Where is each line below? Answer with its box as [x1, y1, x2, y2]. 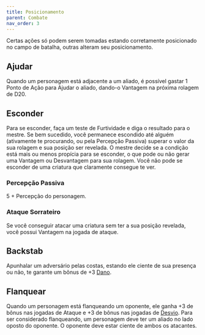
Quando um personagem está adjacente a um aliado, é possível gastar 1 [6, 78, 188, 85]
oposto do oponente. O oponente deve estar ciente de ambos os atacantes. [6, 322, 197, 329]
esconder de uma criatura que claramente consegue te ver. [6, 163, 156, 171]
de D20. [6, 90, 26, 98]
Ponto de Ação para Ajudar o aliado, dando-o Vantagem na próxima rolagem [6, 84, 199, 92]
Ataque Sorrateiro [6, 208, 61, 216]
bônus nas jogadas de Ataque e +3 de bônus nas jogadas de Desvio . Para [6, 309, 193, 317]
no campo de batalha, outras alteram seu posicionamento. [6, 43, 154, 51]
